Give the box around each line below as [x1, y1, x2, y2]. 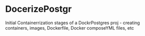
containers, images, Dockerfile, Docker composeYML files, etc [5, 25, 134, 31]
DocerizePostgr [5, 3, 72, 15]
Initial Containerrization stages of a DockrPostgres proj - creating [5, 20, 140, 26]
